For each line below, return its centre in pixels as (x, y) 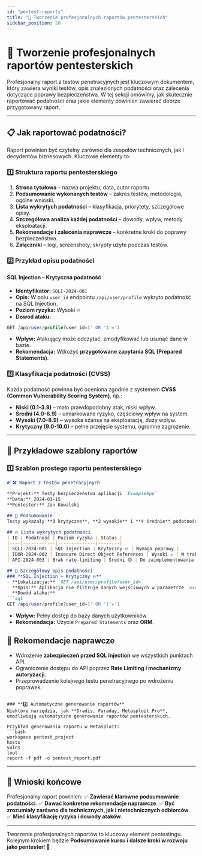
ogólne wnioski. (35, 200)
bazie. (23, 345)
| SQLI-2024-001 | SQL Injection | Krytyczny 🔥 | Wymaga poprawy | (93, 549)
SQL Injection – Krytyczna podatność (54, 277)
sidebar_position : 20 (34, 23)
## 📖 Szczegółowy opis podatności (50, 571)
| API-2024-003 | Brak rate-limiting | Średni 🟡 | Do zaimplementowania (100, 560)
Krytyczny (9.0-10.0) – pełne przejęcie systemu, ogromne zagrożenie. (103, 426)
